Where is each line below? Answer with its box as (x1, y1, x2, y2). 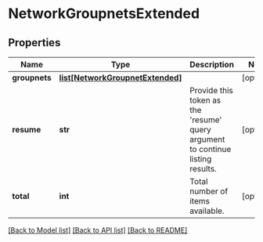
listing (189, 154, 212, 164)
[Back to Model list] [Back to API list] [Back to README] (8, 226, 188, 235)
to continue (189, 144, 232, 154)
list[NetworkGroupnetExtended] (59, 72, 182, 83)
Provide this (189, 85, 233, 96)
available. (189, 205, 225, 216)
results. (189, 164, 217, 174)
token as (189, 95, 222, 106)
